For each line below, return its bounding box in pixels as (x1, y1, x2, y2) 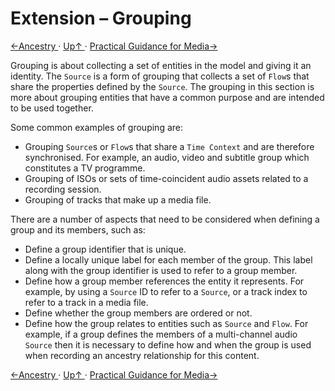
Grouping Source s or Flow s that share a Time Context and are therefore (24, 140, 315, 152)
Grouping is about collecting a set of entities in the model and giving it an (10, 59, 312, 71)
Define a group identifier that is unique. (24, 243, 187, 255)
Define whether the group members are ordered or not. (24, 307, 253, 319)
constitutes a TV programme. (24, 162, 146, 174)
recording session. (24, 183, 102, 195)
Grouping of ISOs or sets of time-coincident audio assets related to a (24, 172, 309, 184)
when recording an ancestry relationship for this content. (24, 349, 260, 361)
